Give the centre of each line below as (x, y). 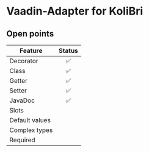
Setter (18, 91)
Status (68, 51)
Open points (30, 34)
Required (22, 140)
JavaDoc (22, 100)
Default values (30, 120)
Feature (31, 51)
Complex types (31, 130)
